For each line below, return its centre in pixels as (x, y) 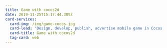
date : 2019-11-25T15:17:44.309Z (39, 14)
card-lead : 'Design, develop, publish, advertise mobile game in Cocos (86, 28)
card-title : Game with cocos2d (42, 33)
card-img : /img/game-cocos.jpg (42, 24)
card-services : (21, 19)
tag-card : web (24, 38)
